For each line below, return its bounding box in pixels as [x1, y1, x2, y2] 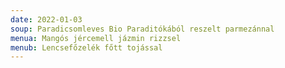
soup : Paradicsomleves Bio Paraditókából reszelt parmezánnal [10, 24, 275, 34]
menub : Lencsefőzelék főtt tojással [10, 42, 163, 53]
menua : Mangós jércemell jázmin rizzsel [10, 33, 182, 43]
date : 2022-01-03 [10, 14, 83, 25]
